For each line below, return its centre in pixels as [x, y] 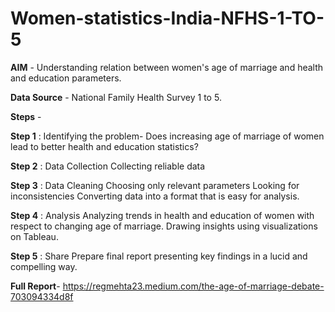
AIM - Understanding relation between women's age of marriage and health [167, 67]
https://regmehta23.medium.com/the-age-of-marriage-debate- [193, 286]
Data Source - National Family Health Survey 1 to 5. [116, 97]
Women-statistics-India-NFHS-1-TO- [167, 18]
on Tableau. [34, 236]
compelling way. [44, 266]
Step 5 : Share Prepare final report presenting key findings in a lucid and [159, 256]
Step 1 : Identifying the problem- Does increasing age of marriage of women [167, 136]
